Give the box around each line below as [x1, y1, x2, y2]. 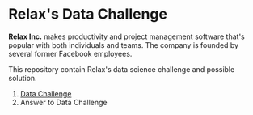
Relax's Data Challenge [8, 5, 168, 23]
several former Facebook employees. [8, 49, 133, 58]
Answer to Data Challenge [19, 97, 108, 107]
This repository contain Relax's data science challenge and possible [8, 64, 235, 74]
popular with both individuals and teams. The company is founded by [8, 40, 239, 49]
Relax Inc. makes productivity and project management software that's [8, 32, 245, 41]
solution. [8, 73, 38, 83]
